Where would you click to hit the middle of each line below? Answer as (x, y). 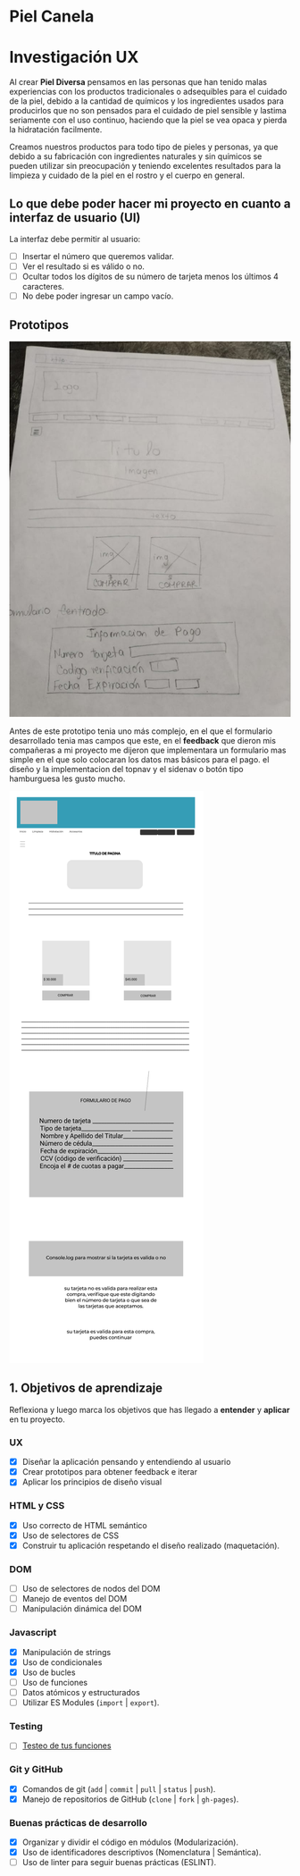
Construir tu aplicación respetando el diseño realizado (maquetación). (150, 1545)
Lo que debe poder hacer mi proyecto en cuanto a (150, 203)
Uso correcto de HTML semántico (84, 1525)
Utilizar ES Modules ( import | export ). (91, 1702)
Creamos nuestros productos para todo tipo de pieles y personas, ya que (144, 147)
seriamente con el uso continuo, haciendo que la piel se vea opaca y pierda (148, 120)
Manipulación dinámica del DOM (82, 1609)
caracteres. (43, 287)
